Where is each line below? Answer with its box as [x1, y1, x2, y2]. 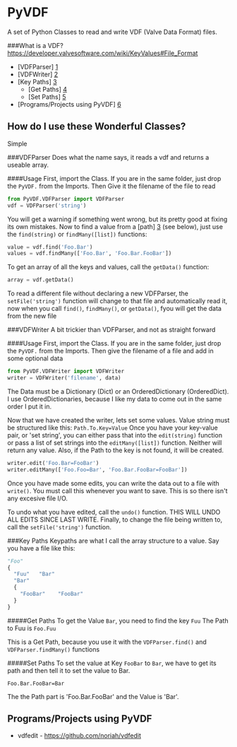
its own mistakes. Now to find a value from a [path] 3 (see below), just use [7, 222, 224, 230]
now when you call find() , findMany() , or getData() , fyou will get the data [7, 305, 222, 313]
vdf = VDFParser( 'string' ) [7, 202, 87, 209]
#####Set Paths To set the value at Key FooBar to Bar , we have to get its [7, 659, 217, 667]
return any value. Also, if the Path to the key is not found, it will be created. [7, 446, 224, 454]
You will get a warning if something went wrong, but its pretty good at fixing [7, 215, 228, 223]
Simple [7, 139, 28, 148]
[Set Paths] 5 [28, 93, 66, 101]
